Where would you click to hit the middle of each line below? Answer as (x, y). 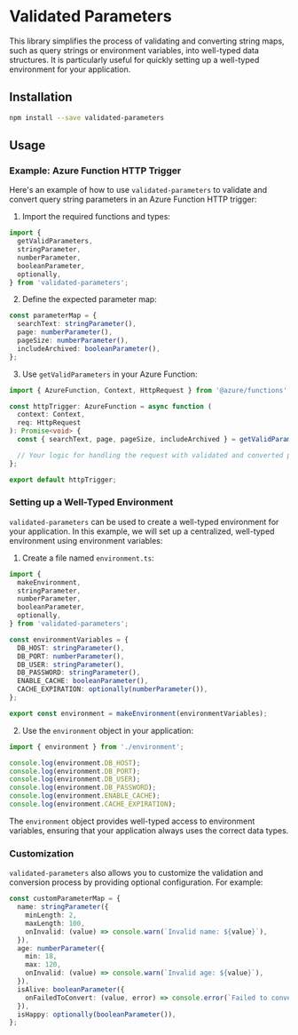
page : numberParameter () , (65, 332)
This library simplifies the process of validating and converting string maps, (147, 41)
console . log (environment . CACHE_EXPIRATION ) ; (93, 804)
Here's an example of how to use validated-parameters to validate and (138, 190)
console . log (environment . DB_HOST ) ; (75, 763)
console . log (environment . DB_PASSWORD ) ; (83, 788)
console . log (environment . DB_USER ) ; (75, 779)
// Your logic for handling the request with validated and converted (150, 455)
